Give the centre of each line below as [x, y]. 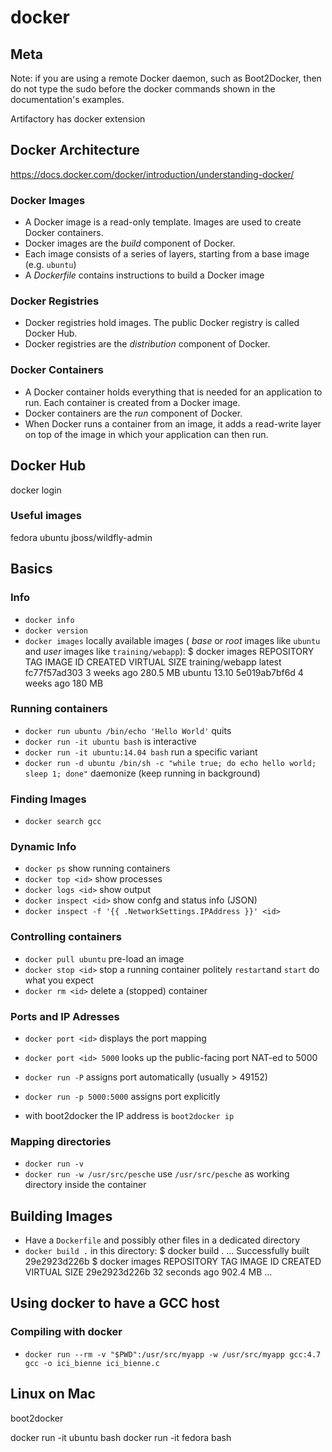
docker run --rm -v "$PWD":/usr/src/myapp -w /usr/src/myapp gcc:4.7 [173, 1354]
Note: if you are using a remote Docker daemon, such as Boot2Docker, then [166, 78]
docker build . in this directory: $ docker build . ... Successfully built [167, 1251]
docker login [36, 490]
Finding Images [48, 799]
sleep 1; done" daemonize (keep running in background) [142, 773]
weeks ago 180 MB [64, 683]
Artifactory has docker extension [78, 119]
